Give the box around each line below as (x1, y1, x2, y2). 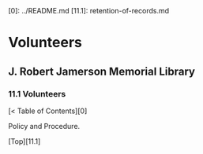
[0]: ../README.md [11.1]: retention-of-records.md (8, 6, 170, 15)
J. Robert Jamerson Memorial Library (8, 64, 196, 78)
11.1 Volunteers (8, 88, 66, 99)
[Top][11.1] (8, 136, 41, 146)
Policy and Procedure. (8, 121, 81, 130)
